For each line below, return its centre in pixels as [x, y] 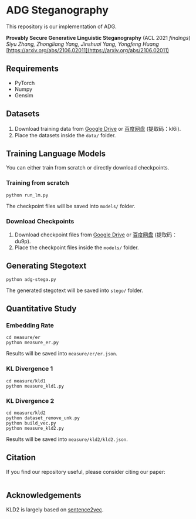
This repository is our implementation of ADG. [62, 26]
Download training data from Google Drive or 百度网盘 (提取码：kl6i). [98, 128]
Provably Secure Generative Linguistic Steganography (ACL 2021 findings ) [98, 38]
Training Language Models [56, 153]
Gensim [24, 95]
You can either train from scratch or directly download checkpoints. [88, 168]
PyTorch [25, 83]
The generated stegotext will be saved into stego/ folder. [75, 290]
